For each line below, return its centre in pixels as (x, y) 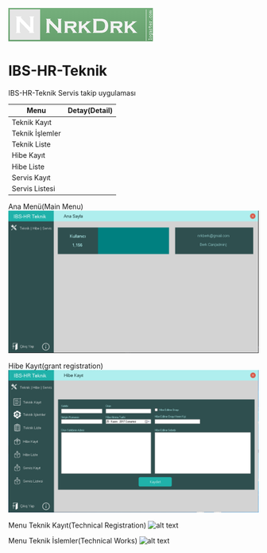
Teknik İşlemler (36, 133)
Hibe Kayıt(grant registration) (56, 366)
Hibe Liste (28, 167)
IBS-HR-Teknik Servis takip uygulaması (72, 92)
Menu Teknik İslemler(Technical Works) (73, 540)
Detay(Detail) (90, 111)
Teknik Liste (31, 144)
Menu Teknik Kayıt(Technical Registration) (77, 525)
